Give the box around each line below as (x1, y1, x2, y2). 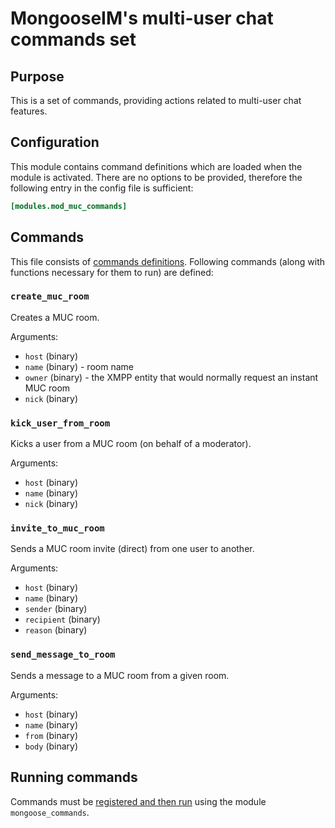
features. (10, 105, 48, 117)
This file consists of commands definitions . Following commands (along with (10, 255, 326, 267)
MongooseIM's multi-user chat (10, 7, 274, 30)
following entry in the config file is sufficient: (10, 182, 194, 194)
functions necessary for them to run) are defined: (10, 266, 214, 278)
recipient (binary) (24, 613, 101, 626)
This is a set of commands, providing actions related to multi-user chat (10, 95, 302, 106)
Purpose (10, 68, 65, 85)
